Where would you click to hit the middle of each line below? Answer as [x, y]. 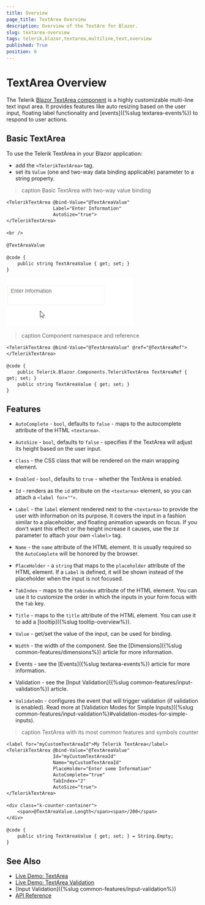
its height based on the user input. [58, 449]
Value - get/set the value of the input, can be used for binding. [94, 634]
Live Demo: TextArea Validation [55, 882]
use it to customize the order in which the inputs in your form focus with [106, 597]
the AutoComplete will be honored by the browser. [77, 554]
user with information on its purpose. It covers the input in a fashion [100, 516]
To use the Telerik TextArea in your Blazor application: [74, 153]
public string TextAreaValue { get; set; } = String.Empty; [95, 836]
